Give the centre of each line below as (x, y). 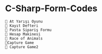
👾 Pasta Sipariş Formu (28, 30)
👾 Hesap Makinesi (23, 34)
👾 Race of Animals (24, 38)
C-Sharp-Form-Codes (51, 9)
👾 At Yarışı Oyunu (24, 21)
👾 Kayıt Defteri (22, 26)
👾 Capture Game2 (22, 47)
